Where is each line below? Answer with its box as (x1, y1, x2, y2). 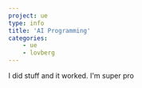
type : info (8, 19, 45, 27)
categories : (8, 34, 48, 42)
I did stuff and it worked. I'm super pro (8, 71, 134, 80)
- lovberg (22, 49, 56, 57)
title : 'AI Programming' (8, 26, 91, 34)
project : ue (8, 11, 48, 20)
